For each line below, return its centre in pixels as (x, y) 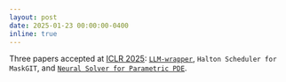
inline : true (33, 34)
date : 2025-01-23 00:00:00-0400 (69, 26)
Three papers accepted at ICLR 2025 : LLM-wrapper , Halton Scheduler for (143, 59)
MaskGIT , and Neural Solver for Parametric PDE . (98, 68)
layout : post (33, 17)
